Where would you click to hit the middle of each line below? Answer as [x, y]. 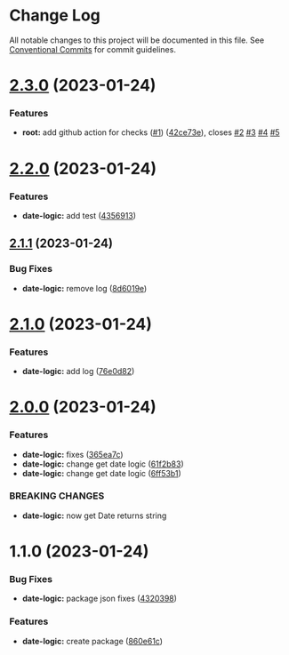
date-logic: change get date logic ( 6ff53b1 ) [101, 473]
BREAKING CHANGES [57, 496]
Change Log [55, 16]
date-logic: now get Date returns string [94, 515]
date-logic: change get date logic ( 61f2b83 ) [103, 464]
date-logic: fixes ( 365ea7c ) [72, 454]
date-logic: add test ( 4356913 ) [79, 215]
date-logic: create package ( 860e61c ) [92, 641]
